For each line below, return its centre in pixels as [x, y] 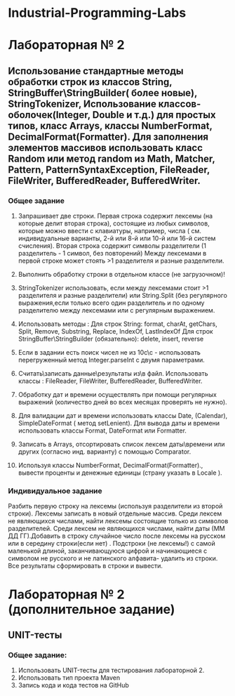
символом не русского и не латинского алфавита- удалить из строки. [113, 558]
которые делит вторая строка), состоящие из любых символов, [114, 223]
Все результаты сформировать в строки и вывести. [86, 566]
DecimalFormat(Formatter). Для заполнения [108, 137]
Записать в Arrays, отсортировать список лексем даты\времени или [121, 445]
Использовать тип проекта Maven [69, 678]
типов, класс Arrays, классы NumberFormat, [110, 125]
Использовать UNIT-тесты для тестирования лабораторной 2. [111, 670]
